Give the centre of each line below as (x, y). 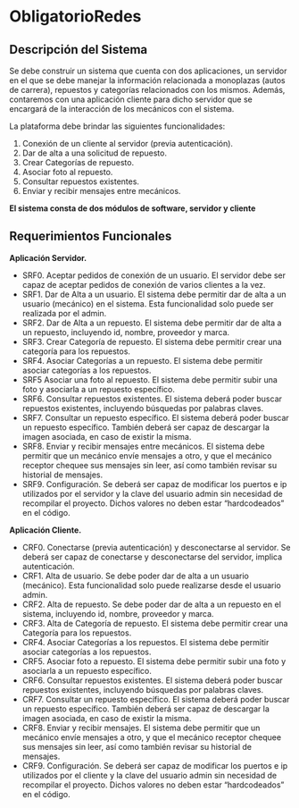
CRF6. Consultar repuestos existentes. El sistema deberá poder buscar (152, 680)
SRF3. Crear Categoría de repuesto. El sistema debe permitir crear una (152, 341)
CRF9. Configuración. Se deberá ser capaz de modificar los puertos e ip (155, 765)
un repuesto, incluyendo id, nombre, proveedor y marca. (126, 332)
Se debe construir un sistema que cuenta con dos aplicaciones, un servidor (148, 71)
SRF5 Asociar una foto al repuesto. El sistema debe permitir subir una (150, 379)
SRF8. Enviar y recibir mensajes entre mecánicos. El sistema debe (143, 446)
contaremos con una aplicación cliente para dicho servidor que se (131, 99)
